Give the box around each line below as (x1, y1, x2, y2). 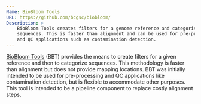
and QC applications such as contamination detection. (17, 36, 157, 42)
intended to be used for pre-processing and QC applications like (6, 72, 165, 79)
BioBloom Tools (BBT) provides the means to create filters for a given (6, 53, 176, 60)
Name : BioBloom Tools (6, 8, 60, 15)
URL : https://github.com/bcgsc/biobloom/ (6, 14, 111, 20)
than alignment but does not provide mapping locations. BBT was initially (6, 66, 185, 72)
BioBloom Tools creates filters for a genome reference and (17, 25, 170, 32)
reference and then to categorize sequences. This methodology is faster (6, 59, 185, 66)
